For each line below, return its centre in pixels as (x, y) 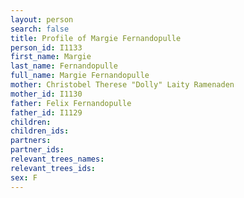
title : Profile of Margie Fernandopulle (96, 38)
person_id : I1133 (46, 47)
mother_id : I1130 (46, 94)
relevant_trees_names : (57, 159)
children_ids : (40, 131)
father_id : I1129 (46, 112)
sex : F (24, 177)
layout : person (42, 19)
